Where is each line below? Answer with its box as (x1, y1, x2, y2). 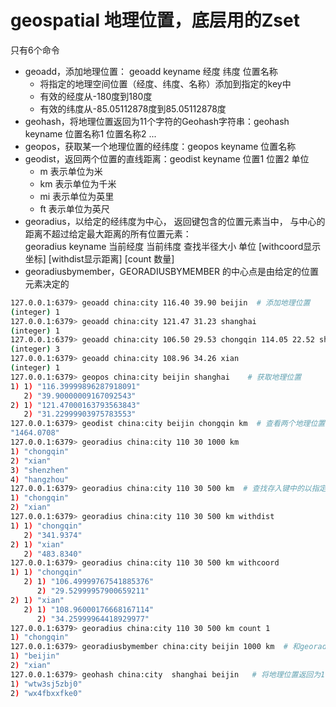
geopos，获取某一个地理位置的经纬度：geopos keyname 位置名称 (24, 140, 297, 152)
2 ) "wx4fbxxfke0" (10, 688, 83, 698)
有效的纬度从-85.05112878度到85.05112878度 (39, 102, 227, 115)
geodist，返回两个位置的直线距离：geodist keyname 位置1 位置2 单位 (24, 152, 310, 165)
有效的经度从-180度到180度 (39, 90, 153, 102)
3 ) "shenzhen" (10, 465, 70, 475)
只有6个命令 (10, 44, 60, 56)
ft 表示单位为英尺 (39, 202, 110, 215)
